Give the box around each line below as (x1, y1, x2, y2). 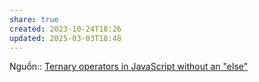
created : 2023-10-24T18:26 (9, 24, 122, 34)
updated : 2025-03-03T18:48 (9, 33, 122, 43)
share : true (9, 14, 59, 25)
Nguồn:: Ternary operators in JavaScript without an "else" (9, 61, 249, 73)
